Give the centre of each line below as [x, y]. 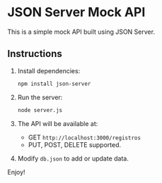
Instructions [35, 54]
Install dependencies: [49, 70]
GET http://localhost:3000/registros [85, 137]
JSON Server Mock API [76, 12]
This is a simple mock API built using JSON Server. [81, 32]
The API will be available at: [58, 123]
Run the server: [40, 97]
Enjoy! [17, 172]
